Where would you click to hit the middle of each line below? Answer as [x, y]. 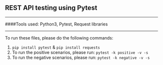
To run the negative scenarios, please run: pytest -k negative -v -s [81, 57]
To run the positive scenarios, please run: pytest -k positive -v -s [80, 52]
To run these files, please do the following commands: [59, 38]
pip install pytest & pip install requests [56, 47]
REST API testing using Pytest [51, 8]
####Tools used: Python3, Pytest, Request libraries [57, 24]
